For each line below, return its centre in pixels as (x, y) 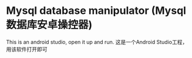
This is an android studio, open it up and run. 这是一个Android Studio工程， (97, 42)
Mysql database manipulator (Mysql (96, 11)
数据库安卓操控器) (49, 25)
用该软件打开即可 (27, 49)
